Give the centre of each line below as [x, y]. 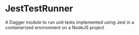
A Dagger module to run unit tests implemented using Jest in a [70, 22]
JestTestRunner [39, 9]
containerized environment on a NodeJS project [55, 27]
